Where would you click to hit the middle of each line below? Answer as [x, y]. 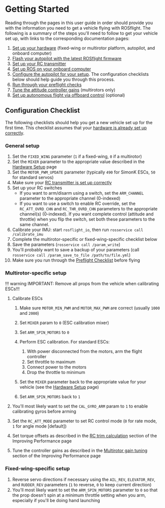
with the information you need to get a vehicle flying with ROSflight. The [78, 28]
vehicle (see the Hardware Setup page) [59, 387]
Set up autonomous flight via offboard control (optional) [69, 95]
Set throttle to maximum [51, 362]
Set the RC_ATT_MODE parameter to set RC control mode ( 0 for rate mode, [84, 421]
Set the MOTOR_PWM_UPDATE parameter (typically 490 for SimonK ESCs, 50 [84, 172]
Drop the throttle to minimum [56, 373]
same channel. [34, 225]
